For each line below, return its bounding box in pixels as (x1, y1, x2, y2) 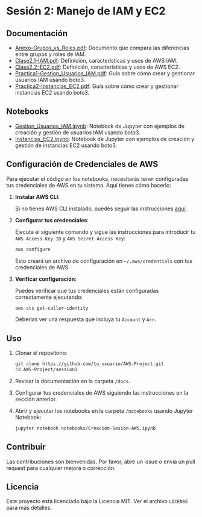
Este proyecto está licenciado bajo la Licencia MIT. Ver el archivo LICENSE (6, 498, 188, 505)
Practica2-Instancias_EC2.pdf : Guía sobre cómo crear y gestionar (14, 83, 179, 90)
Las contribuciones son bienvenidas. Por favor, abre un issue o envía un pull (6, 458, 195, 465)
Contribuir (6, 442, 46, 453)
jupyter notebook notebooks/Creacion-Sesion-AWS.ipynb (14, 425, 156, 431)
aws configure (14, 246, 51, 252)
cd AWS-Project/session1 (14, 366, 78, 373)
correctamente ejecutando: (14, 293, 83, 301)
